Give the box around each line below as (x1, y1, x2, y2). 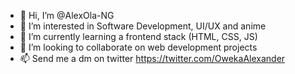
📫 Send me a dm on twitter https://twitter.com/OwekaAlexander (19, 53, 286, 64)
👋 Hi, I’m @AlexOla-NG (19, 10, 115, 21)
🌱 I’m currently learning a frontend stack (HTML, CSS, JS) (19, 31, 258, 42)
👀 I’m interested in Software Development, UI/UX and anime (19, 20, 267, 32)
